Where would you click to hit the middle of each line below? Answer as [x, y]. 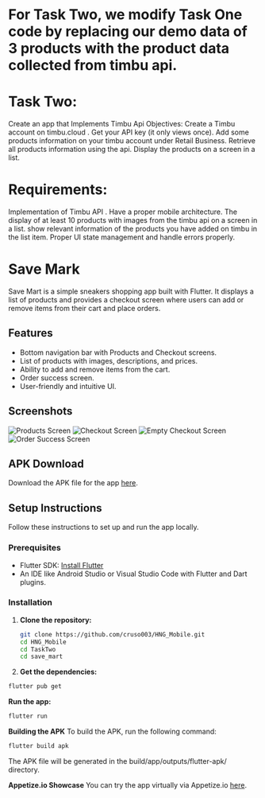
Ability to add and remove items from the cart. [95, 369]
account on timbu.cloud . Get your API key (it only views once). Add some [129, 132]
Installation [31, 602]
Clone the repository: [56, 620]
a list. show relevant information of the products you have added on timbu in [133, 229]
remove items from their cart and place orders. [84, 308]
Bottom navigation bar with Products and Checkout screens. [118, 352]
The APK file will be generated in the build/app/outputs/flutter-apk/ [118, 761]
